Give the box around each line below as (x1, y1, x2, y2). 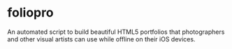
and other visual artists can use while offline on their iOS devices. (7, 35, 196, 43)
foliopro (7, 5, 54, 21)
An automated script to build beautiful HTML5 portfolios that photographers (7, 28, 225, 36)
